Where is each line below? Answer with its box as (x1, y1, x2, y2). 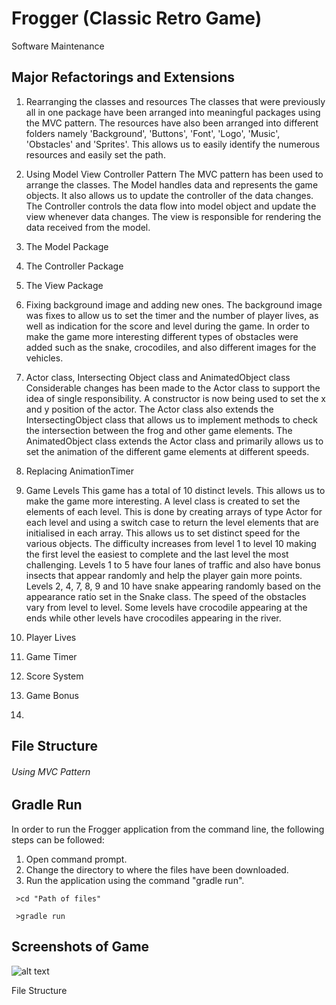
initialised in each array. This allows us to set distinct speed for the (25, 527, 301, 539)
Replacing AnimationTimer (25, 465, 135, 477)
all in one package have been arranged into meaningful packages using (25, 106, 321, 118)
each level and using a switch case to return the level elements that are (25, 516, 319, 528)
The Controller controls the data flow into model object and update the (25, 200, 317, 212)
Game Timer (25, 650, 78, 662)
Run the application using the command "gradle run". (25, 874, 245, 886)
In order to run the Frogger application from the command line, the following (11, 823, 325, 835)
